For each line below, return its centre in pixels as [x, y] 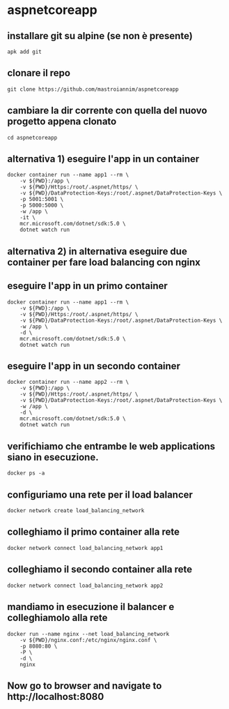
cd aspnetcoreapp [32, 137]
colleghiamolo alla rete [57, 618]
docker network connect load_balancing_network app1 [85, 548]
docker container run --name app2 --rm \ [68, 382]
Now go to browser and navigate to [85, 686]
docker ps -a [26, 473]
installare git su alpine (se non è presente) [100, 36]
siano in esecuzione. [53, 457]
